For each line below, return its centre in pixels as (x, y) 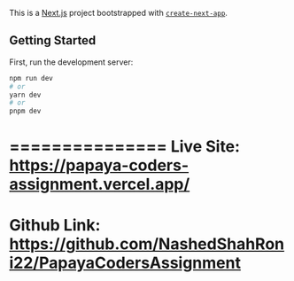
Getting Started (53, 40)
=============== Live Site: (125, 147)
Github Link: (55, 225)
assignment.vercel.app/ (100, 184)
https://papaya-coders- (99, 165)
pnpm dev (25, 111)
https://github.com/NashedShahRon (147, 244)
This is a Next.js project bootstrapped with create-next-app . (119, 13)
